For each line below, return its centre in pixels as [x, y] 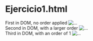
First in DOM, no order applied [36, 23]
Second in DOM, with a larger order [42, 28]
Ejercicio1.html [36, 9]
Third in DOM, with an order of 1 [38, 33]
